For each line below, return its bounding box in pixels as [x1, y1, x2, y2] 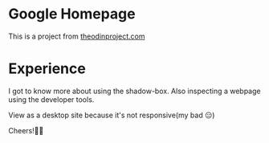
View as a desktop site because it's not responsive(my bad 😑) [8, 110, 215, 120]
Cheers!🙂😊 [8, 125, 44, 135]
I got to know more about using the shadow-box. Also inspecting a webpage [8, 86, 261, 96]
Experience [8, 59, 86, 78]
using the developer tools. [8, 94, 95, 104]
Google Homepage [8, 5, 136, 23]
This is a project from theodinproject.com [8, 31, 145, 41]
